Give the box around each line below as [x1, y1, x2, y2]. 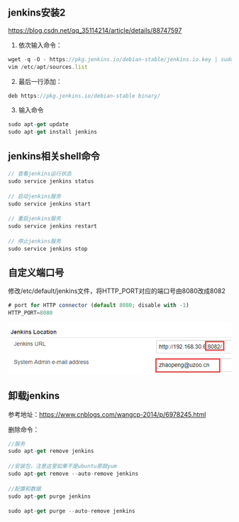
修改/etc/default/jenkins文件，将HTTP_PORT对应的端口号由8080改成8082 [8, 287, 226, 295]
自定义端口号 [8, 267, 65, 279]
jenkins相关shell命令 [8, 150, 100, 162]
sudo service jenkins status [8, 177, 94, 185]
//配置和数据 [8, 485, 41, 492]
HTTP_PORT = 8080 [8, 309, 53, 316]
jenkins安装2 [8, 6, 66, 19]
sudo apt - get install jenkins [8, 129, 98, 136]
